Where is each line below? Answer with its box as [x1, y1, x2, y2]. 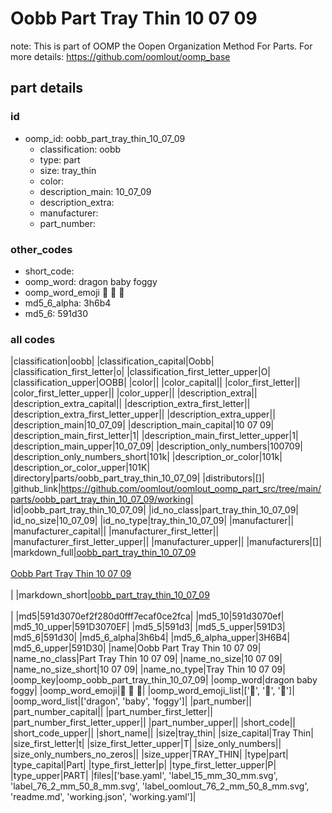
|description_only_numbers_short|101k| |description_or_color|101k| [10, 451, 283, 463]
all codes [10, 332, 56, 346]
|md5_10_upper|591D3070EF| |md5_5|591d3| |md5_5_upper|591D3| [10, 621, 286, 633]
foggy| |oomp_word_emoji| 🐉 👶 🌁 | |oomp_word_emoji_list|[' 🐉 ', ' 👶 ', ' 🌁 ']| [10, 685, 295, 697]
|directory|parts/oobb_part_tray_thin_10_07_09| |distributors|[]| [10, 472, 265, 484]
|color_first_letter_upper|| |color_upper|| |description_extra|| [10, 387, 258, 399]
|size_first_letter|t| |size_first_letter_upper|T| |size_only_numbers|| [10, 738, 282, 750]
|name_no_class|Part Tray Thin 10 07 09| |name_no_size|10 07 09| [10, 653, 283, 665]
